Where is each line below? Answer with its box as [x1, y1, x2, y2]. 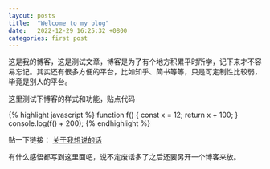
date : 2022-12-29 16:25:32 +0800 [8, 26, 128, 34]
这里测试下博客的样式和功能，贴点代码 [8, 94, 135, 104]
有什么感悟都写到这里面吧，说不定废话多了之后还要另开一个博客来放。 [8, 152, 241, 162]
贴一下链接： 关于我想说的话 [8, 135, 102, 145]
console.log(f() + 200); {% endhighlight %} [8, 119, 151, 128]
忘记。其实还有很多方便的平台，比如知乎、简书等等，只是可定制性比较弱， [14, 67, 262, 77]
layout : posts [8, 11, 56, 20]
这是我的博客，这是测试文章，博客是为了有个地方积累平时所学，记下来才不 [8, 57, 255, 66]
